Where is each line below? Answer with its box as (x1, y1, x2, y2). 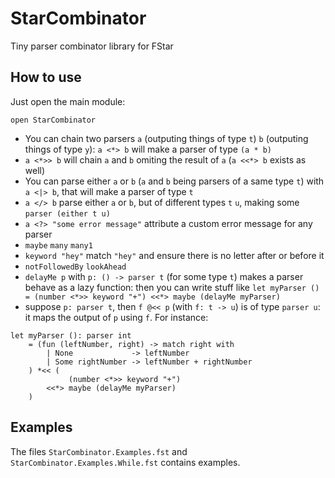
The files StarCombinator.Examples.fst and (10, 445, 188, 457)
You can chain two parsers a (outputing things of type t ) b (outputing (24, 132, 309, 144)
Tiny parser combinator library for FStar (10, 40, 174, 52)
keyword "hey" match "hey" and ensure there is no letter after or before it (24, 249, 325, 261)
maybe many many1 (24, 240, 93, 251)
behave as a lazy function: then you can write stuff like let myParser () (24, 281, 320, 293)
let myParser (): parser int (10, 330, 132, 341)
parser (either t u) (24, 208, 111, 219)
